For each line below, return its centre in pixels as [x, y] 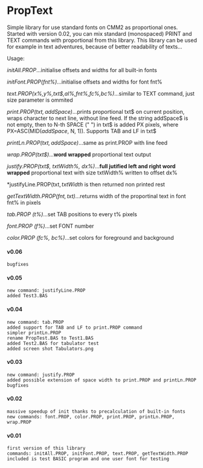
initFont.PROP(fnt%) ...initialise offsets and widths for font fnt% [85, 82]
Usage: [16, 58]
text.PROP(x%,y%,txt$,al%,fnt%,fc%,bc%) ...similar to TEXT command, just [101, 93]
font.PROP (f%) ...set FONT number [50, 226]
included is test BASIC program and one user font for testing [88, 459]
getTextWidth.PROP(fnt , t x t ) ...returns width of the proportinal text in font [96, 196]
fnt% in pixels [24, 202]
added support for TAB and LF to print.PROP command [75, 328]
